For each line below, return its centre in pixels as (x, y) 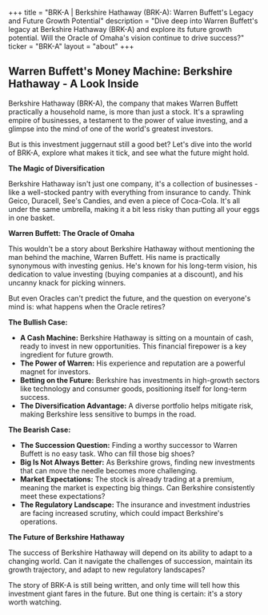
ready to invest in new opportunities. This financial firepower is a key (133, 346)
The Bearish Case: (40, 429)
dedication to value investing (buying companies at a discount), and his (126, 274)
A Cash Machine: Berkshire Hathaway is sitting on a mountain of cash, (136, 337)
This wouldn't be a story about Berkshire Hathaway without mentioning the (132, 249)
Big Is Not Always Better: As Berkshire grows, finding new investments (137, 462)
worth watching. (35, 602)
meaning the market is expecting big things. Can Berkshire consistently (137, 487)
